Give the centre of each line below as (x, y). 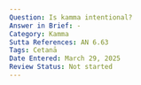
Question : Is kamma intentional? (71, 17)
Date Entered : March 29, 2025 (65, 58)
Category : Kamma (39, 34)
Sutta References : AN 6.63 (59, 42)
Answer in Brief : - (45, 26)
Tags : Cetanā (33, 50)
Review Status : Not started (61, 67)
